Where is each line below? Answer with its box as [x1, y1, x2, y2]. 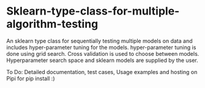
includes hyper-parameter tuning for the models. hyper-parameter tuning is [6, 44, 196, 51]
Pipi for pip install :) [6, 75, 55, 82]
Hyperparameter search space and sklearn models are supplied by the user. [6, 56, 199, 64]
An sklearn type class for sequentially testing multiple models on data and [6, 37, 193, 44]
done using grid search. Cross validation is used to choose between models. [6, 50, 199, 57]
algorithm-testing [6, 17, 99, 31]
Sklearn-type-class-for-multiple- [6, 4, 180, 18]
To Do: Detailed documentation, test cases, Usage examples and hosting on [6, 68, 198, 75]
